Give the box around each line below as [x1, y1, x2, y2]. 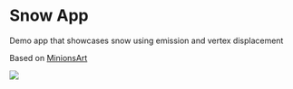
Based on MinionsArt [9, 52, 88, 63]
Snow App [9, 5, 89, 26]
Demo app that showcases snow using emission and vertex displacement [9, 35, 284, 46]
